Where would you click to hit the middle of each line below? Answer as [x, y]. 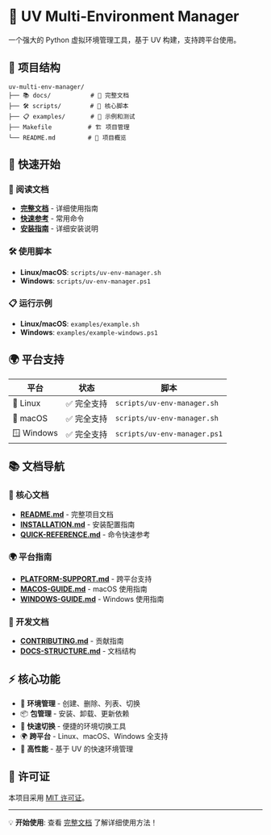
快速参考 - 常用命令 [52, 219]
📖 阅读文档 [29, 190]
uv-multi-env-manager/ [46, 87]
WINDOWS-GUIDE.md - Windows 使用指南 [92, 599]
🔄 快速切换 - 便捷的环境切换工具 [73, 726]
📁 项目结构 [34, 68]
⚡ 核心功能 [34, 679]
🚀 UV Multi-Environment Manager [124, 17]
